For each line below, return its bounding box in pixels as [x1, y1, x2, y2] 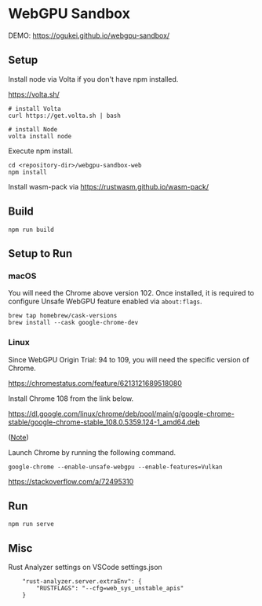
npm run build [8, 226, 55, 233]
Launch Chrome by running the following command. [8, 447, 176, 457]
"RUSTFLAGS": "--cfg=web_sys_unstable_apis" [36, 585, 184, 593]
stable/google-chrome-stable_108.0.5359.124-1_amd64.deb [8, 417, 200, 427]
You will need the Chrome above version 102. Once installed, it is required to [8, 288, 255, 298]
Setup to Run [8, 247, 73, 260]
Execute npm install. [8, 146, 74, 156]
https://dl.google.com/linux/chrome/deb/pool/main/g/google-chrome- [8, 409, 235, 418]
